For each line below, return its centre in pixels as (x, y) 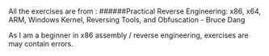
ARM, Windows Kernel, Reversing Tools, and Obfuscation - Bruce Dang (127, 20)
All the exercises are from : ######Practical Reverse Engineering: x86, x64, (134, 11)
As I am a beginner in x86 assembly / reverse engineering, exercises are (128, 35)
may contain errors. (41, 44)
